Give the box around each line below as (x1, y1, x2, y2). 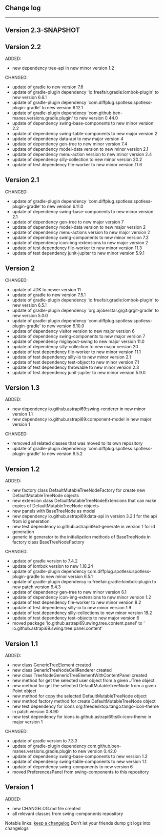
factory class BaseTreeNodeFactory (12, 539, 84, 545)
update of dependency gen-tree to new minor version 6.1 (12, 589, 127, 595)
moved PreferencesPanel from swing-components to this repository (12, 769, 149, 775)
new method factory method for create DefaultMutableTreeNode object (12, 698, 156, 704)
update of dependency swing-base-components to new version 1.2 (12, 754, 148, 759)
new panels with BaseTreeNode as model (12, 508, 96, 514)
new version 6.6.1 (12, 95, 47, 100)
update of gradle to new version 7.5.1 (12, 292, 86, 298)
